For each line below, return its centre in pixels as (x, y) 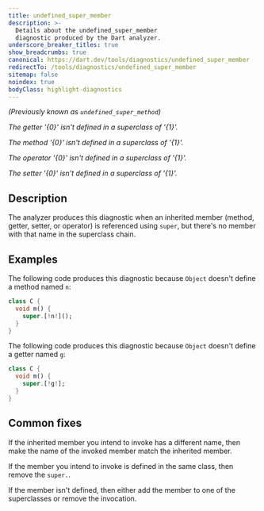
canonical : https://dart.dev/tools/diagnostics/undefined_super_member (129, 60)
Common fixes (45, 423)
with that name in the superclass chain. (72, 234)
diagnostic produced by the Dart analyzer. (88, 38)
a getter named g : (37, 355)
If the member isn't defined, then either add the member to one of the (122, 490)
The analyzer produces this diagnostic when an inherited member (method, (132, 217)
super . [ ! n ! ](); (48, 316)
